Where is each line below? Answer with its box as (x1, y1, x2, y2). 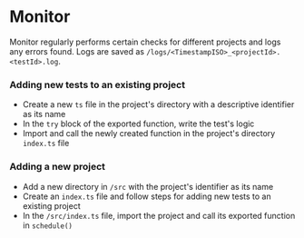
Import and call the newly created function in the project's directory (22, 128, 276, 139)
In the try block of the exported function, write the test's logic (22, 118, 255, 129)
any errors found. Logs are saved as (9, 45, 145, 56)
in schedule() (22, 220, 73, 231)
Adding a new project (9, 161, 106, 174)
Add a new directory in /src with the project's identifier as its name (22, 181, 274, 192)
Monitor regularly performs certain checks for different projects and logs (9, 36, 281, 47)
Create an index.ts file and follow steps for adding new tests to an (22, 191, 271, 202)
